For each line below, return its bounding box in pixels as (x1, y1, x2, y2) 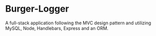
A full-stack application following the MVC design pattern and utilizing (5, 20, 151, 26)
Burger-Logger (5, 3, 69, 15)
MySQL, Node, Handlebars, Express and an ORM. (5, 25, 109, 31)
